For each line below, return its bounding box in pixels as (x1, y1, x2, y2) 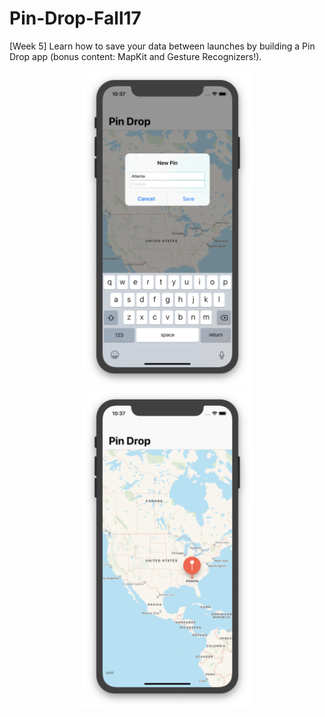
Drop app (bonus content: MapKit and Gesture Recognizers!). (9, 50, 262, 62)
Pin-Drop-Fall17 (9, 7, 142, 30)
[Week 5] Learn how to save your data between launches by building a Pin (9, 40, 316, 52)
